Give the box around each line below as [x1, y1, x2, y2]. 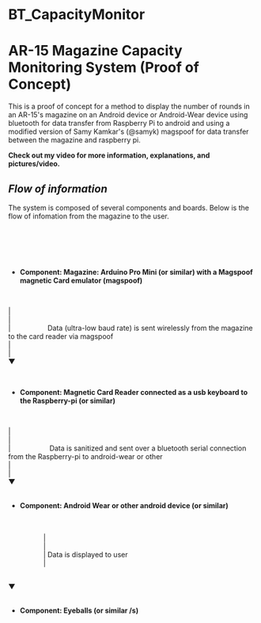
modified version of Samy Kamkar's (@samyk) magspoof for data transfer [8, 127, 249, 136]
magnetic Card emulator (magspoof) [19, 275, 143, 285]
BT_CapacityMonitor [8, 6, 146, 24]
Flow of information [8, 182, 108, 196]
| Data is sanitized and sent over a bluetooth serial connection [8, 443, 247, 453]
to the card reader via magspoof [8, 331, 114, 341]
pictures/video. [8, 159, 61, 169]
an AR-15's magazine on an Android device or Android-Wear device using [8, 110, 248, 120]
